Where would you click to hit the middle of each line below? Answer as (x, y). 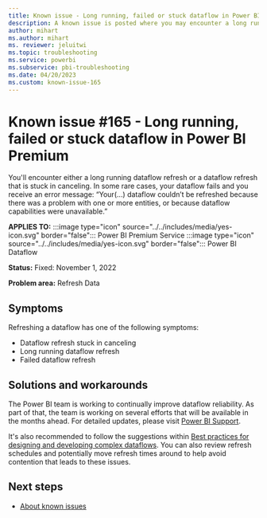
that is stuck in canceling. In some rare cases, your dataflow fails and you (128, 186)
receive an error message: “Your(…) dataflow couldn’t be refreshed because (133, 194)
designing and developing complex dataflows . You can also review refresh (130, 445)
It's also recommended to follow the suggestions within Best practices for (129, 437)
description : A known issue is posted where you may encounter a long (128, 23)
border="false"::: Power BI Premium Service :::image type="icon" (147, 235)
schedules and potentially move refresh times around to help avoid (117, 453)
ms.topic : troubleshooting (53, 53)
